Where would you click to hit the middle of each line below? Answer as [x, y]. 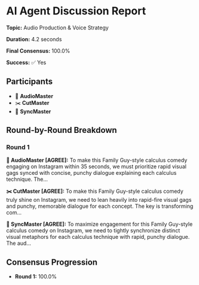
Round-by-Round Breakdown [62, 130]
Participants [29, 82]
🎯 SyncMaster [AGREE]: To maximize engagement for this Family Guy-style [99, 224]
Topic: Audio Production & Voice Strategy [57, 28]
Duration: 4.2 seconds [34, 39]
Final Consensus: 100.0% [38, 51]
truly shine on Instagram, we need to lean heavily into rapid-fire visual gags [99, 200]
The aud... [19, 243]
